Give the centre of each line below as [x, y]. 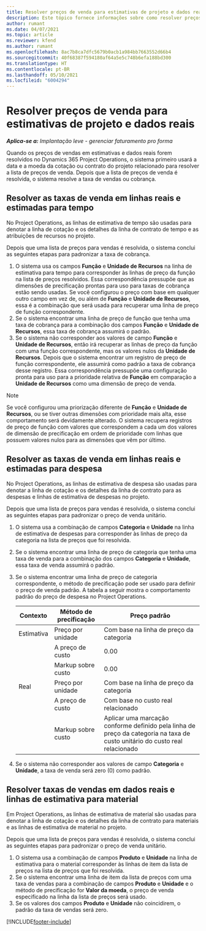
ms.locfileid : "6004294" [38, 80]
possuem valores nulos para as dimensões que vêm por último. [86, 440]
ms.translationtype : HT [37, 63]
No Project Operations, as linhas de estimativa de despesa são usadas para [102, 483]
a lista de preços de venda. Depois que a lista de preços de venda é [92, 173]
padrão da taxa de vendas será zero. [62, 910]
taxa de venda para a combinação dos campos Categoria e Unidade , [103, 558]
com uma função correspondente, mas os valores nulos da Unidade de [105, 351]
